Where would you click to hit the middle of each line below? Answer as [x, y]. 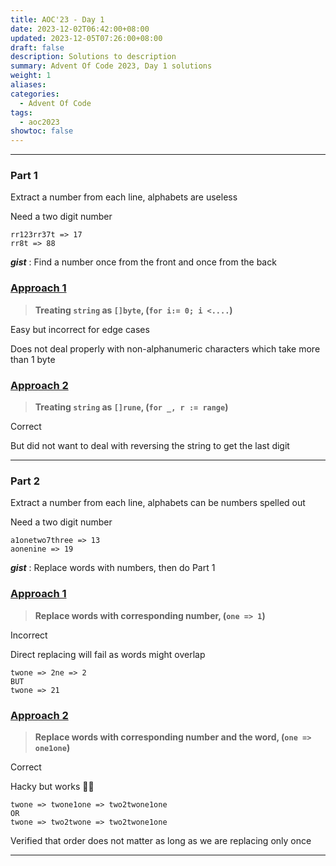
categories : [35, 94]
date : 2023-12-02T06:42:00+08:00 [80, 29]
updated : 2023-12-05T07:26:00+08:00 [86, 38]
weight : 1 [31, 76]
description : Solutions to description [93, 57]
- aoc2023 [39, 122]
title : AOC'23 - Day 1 [57, 19]
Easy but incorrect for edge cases [80, 329]
